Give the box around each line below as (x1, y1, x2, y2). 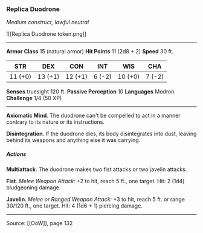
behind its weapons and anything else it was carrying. (6, 137, 141, 144)
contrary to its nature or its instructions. (6, 118, 105, 126)
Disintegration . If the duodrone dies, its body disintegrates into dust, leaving (6, 130, 197, 138)
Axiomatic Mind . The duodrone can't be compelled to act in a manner (6, 112, 181, 120)
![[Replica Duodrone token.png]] (6, 30, 86, 38)
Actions (6, 150, 27, 158)
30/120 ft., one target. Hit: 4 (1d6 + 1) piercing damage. (6, 202, 143, 209)
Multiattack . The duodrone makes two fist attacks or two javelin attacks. (6, 166, 187, 173)
